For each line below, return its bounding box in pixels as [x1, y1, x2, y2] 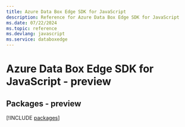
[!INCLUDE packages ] [6, 114, 60, 121]
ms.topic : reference [6, 25, 58, 32]
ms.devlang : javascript [6, 31, 65, 37]
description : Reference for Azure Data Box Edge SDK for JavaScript [6, 14, 180, 20]
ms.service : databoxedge [6, 36, 68, 42]
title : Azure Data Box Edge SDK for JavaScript [6, 8, 127, 15]
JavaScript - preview [6, 75, 112, 88]
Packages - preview [6, 98, 81, 109]
